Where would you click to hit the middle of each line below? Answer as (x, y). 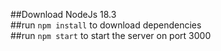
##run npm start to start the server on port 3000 (111, 35)
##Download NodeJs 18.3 (63, 14)
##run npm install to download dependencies (106, 25)
